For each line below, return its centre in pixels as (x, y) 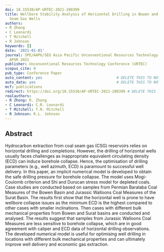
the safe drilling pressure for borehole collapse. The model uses (69, 177)
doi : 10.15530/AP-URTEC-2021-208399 (42, 10)
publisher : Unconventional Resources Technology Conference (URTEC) (76, 64)
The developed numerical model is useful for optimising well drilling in (75, 234)
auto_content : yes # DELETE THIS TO (78, 78)
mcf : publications (24, 87)
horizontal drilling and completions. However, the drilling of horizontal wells (81, 151)
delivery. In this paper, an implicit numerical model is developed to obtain (78, 171)
